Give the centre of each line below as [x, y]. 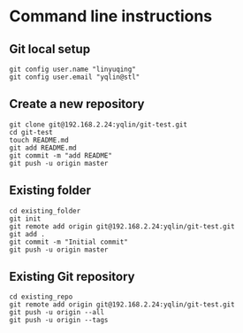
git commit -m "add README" [61, 155]
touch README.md [39, 140]
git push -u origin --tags [59, 321]
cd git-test [31, 132]
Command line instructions [111, 16]
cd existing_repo [41, 297]
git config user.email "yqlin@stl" [75, 77]
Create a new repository [77, 104]
